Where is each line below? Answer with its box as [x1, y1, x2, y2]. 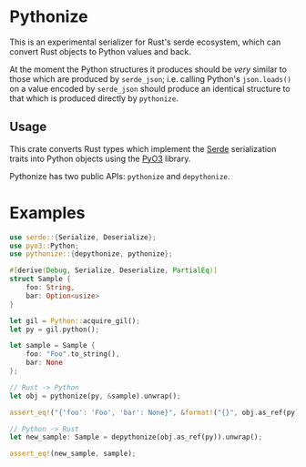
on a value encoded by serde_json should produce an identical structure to [9, 83, 291, 94]
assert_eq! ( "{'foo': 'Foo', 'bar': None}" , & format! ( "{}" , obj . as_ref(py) [9, 408, 300, 417]
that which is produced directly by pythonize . [9, 93, 179, 104]
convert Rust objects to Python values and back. [9, 46, 191, 56]
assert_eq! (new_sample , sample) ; [9, 449, 137, 459]
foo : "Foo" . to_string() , [25, 350, 120, 359]
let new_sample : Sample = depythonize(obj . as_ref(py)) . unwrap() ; [9, 432, 262, 442]
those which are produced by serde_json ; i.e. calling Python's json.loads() [9, 73, 291, 84]
